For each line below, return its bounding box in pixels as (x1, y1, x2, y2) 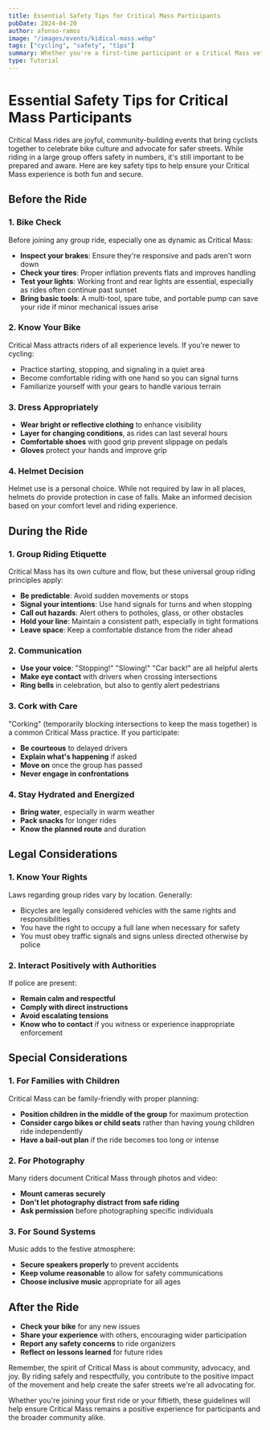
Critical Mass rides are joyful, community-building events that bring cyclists (8, 134, 259, 145)
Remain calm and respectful (19, 993, 116, 1003)
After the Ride (8, 1300, 80, 1314)
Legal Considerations (8, 847, 118, 861)
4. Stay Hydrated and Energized (8, 789, 135, 800)
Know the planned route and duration (19, 824, 146, 834)
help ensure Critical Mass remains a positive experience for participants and (8, 1404, 261, 1414)
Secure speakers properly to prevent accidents (19, 1260, 179, 1270)
